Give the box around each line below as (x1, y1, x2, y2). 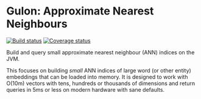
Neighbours (6, 17, 68, 31)
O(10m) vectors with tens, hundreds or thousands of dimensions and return (6, 80, 196, 87)
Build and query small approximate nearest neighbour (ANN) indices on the (6, 48, 195, 56)
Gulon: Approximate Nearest (6, 4, 154, 18)
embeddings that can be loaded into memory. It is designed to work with (6, 73, 188, 80)
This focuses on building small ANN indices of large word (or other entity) (6, 66, 192, 74)
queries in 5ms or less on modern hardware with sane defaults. (6, 86, 165, 93)
